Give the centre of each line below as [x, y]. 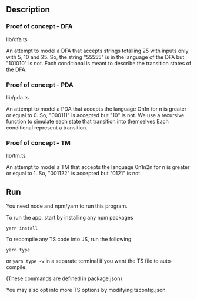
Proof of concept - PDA [40, 85]
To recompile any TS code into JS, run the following [69, 239]
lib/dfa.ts [17, 39]
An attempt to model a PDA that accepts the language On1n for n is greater [96, 109]
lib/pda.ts [18, 97]
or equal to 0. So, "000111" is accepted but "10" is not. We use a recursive [95, 115]
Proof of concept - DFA [39, 26]
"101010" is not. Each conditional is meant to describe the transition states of [99, 63]
